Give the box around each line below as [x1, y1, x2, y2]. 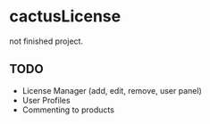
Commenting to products [21, 104, 114, 115]
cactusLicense [9, 6, 122, 27]
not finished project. [9, 36, 83, 46]
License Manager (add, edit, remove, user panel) [21, 85, 203, 95]
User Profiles [21, 95, 71, 105]
